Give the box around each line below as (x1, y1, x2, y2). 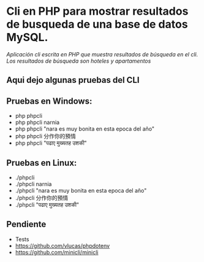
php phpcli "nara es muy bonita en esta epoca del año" (15, 125, 155, 133)
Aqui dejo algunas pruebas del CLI (6, 75, 140, 85)
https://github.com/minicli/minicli (15, 249, 99, 256)
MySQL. (6, 31, 48, 44)
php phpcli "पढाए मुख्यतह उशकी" (15, 139, 87, 147)
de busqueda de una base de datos (6, 17, 188, 31)
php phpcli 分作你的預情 (15, 133, 77, 140)
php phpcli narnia (15, 118, 60, 126)
